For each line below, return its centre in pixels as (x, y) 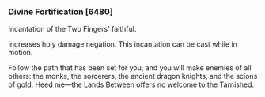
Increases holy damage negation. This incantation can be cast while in (123, 44)
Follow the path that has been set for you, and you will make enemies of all (130, 68)
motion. (21, 53)
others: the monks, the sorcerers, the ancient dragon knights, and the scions (133, 76)
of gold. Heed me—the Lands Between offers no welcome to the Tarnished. (131, 84)
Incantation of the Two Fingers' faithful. (72, 29)
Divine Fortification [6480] (61, 12)
